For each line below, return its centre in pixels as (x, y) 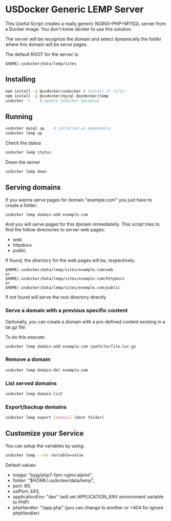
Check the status (23, 143)
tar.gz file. (16, 327)
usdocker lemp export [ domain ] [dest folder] (55, 418)
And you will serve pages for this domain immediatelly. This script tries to (82, 224)
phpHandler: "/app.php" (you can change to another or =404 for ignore (88, 507)
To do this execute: (26, 337)
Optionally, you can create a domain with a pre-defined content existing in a (85, 321)
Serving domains (33, 188)
